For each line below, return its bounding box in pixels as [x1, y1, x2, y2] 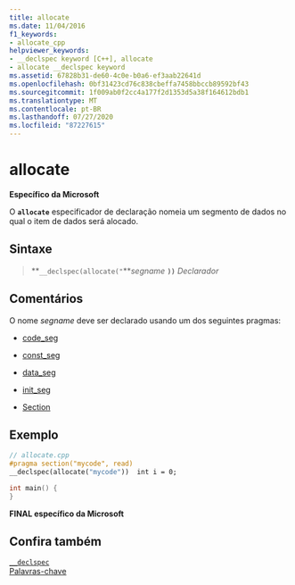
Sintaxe [9, 242, 53, 257]
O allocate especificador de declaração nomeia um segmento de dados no [9, 206, 287, 217]
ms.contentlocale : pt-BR [9, 104, 102, 113]
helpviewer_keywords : [9, 46, 90, 55]
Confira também [9, 534, 102, 549]
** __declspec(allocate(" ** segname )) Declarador [30, 265, 219, 276]
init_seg [21, 384, 51, 395]
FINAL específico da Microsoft [9, 508, 125, 519]
